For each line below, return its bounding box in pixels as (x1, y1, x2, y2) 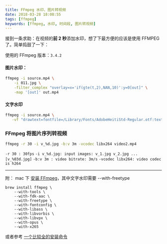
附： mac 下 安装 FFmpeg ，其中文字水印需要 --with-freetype (5, 175, 130, 181)
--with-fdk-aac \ (14, 194, 50, 199)
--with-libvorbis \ (14, 211, 55, 217)
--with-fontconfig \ (14, 203, 57, 208)
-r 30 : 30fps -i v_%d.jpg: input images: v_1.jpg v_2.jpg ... (5, 151, 138, 157)
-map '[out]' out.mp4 (14, 90, 59, 95)
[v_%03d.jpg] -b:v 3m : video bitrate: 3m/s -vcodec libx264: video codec (5, 157, 162, 162)
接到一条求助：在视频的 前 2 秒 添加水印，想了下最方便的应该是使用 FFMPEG (5, 35, 160, 41)
